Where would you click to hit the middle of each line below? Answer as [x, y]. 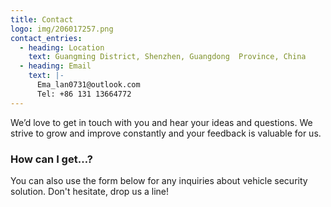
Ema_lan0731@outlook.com [88, 85]
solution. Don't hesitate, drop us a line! [90, 191]
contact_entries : [46, 38]
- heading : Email [55, 66]
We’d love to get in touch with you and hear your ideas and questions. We [161, 122]
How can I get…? [51, 159]
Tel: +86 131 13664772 [84, 94]
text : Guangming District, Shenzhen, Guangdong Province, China [167, 57]
